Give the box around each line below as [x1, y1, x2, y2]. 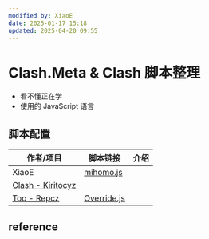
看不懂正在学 [19, 91, 62, 101]
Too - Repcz [12, 193, 60, 204]
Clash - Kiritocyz [12, 180, 77, 191]
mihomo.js [83, 167, 123, 178]
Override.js [83, 193, 125, 204]
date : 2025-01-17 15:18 [8, 19, 88, 27]
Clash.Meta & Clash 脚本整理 [8, 63, 201, 82]
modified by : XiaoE [8, 11, 73, 20]
